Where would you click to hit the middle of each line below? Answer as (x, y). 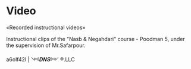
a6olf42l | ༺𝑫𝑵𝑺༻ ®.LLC (41, 59)
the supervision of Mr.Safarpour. (46, 45)
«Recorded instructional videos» (46, 27)
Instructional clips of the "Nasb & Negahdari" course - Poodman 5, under (96, 39)
